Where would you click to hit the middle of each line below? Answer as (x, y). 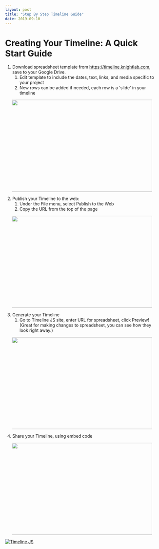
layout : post (18, 10)
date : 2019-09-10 (23, 19)
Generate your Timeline (36, 315)
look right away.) (36, 330)
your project (32, 83)
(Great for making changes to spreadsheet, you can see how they (85, 325)
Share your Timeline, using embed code (52, 436)
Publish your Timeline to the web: (46, 199)
